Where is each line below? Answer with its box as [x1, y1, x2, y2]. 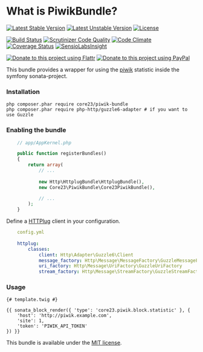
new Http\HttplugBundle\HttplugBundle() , [38, 179, 145, 185]
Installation [6, 87, 40, 96]
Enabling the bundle [6, 126, 66, 134]
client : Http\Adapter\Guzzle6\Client [38, 251, 134, 258]
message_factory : [38, 257, 83, 264]
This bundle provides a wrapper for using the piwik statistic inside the [6, 65, 180, 73]
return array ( [28, 162, 63, 168]
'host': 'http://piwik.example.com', [17, 313, 112, 319]
